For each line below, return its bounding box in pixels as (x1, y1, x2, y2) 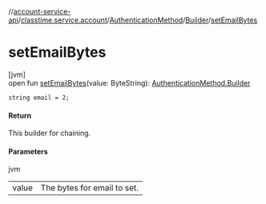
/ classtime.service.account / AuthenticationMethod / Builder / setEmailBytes (18, 15, 258, 25)
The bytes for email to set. (40, 182, 139, 194)
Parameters (8, 146, 48, 156)
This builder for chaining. (8, 128, 91, 138)
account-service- (13, 7, 71, 16)
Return (8, 110, 32, 120)
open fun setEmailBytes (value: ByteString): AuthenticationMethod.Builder (8, 78, 251, 87)
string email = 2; (8, 94, 70, 102)
